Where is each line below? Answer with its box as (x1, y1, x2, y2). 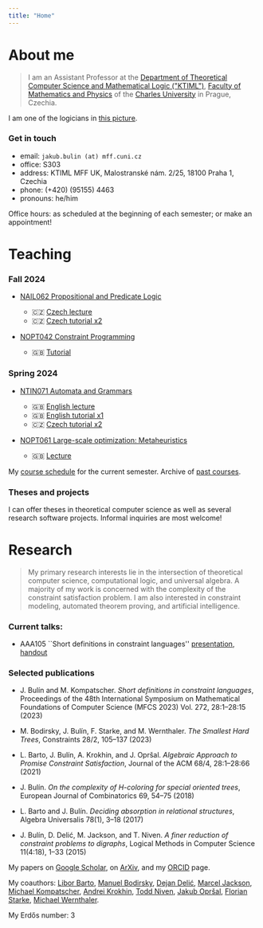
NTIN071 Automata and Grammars (19, 386, 133, 395)
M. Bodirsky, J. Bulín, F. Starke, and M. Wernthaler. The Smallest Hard (19, 726, 249, 736)
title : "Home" (8, 11, 56, 20)
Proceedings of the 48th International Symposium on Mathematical (19, 694, 241, 703)
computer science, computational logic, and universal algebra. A (27, 575, 240, 585)
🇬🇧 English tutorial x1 (31, 410, 104, 420)
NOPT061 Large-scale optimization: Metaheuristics (19, 435, 187, 444)
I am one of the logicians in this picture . (8, 113, 138, 123)
